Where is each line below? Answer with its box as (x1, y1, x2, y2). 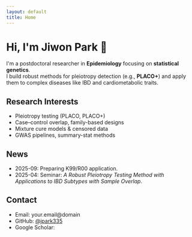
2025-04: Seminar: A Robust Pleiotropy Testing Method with (14, 172, 164, 179)
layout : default (6, 8, 47, 15)
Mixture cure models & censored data (14, 125, 109, 133)
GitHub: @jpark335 (14, 217, 63, 224)
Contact (6, 195, 37, 205)
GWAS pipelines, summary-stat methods (14, 131, 116, 139)
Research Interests (6, 97, 79, 107)
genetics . (6, 67, 31, 74)
